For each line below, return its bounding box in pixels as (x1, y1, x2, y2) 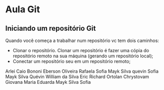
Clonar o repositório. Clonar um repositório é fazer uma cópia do (12, 48, 150, 53)
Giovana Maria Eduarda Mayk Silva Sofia (5, 79, 91, 85)
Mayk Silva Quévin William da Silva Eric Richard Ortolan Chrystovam (5, 74, 150, 80)
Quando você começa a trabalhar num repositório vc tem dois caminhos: (5, 37, 159, 43)
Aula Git (5, 4, 40, 15)
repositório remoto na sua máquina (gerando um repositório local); (12, 53, 154, 59)
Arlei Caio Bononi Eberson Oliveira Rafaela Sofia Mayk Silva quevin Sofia (5, 68, 159, 74)
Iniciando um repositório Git (5, 24, 96, 33)
